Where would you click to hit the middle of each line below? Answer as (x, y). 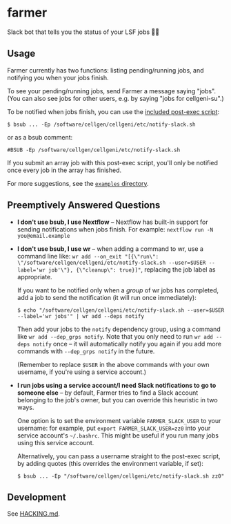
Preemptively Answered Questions (84, 205)
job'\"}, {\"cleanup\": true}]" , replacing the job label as (132, 269)
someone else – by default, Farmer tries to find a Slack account (108, 393)
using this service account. (56, 442)
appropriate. (35, 277)
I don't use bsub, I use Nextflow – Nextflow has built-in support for (112, 222)
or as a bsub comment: (40, 137)
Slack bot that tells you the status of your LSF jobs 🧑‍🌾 (83, 32)
